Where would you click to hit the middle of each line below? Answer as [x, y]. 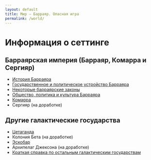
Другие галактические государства [63, 120]
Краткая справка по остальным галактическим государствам [76, 152]
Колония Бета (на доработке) [42, 137]
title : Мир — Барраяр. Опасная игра [42, 14]
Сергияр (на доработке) [37, 105]
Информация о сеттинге [57, 42]
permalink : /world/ [25, 18]
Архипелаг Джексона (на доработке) [50, 147]
